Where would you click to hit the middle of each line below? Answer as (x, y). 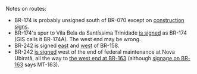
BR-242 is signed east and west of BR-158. (67, 45)
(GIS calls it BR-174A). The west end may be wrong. (77, 39)
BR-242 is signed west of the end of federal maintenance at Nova (94, 52)
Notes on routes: (26, 9)
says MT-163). (42, 64)
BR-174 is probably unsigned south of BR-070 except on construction (99, 20)
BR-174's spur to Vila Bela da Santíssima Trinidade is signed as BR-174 (100, 33)
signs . (21, 27)
